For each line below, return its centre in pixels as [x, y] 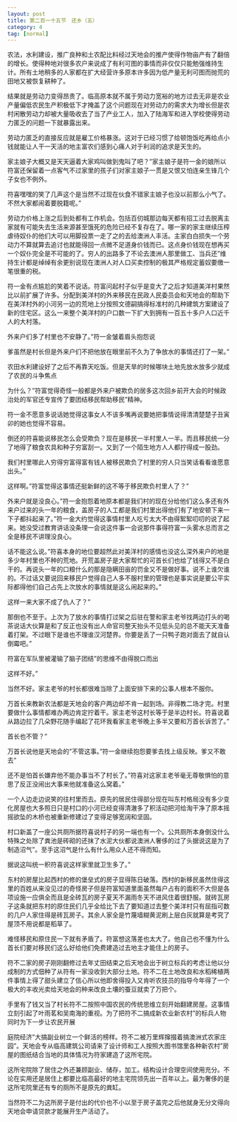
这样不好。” [23, 673]
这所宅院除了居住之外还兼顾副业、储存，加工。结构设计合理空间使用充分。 [115, 1070]
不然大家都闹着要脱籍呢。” [44, 203]
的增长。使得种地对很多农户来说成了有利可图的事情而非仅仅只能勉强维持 [112, 64]
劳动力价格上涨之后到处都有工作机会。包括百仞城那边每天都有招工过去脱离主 [119, 218]
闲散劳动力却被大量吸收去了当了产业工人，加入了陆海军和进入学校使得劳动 [121, 114]
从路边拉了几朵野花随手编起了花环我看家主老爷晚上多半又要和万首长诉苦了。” [119, 722]
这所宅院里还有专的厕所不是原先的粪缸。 [66, 1087]
